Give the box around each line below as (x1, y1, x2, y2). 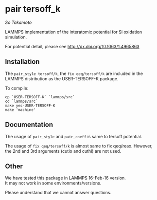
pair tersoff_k (5, 3, 61, 15)
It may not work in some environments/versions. (5, 180, 102, 186)
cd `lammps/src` (5, 99, 38, 104)
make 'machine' (5, 107, 36, 112)
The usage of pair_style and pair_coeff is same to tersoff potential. (5, 133, 142, 139)
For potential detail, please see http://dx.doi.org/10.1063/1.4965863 (5, 43, 140, 49)
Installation (5, 57, 40, 66)
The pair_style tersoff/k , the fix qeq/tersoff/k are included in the (5, 71, 143, 76)
